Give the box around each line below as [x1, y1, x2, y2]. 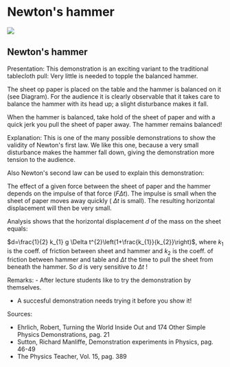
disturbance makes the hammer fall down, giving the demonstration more [7, 148, 215, 156]
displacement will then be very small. [7, 204, 112, 212]
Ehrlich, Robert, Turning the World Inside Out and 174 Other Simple [16, 323, 206, 331]
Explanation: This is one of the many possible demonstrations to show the [7, 133, 216, 141]
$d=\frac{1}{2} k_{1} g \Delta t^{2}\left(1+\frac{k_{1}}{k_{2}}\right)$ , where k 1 [7, 237, 224, 248]
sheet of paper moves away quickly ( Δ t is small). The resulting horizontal [7, 196, 215, 204]
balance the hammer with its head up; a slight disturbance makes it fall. [7, 99, 209, 108]
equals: [7, 224, 28, 233]
